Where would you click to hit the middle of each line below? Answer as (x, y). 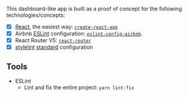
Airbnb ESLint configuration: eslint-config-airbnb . (79, 34)
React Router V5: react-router (53, 40)
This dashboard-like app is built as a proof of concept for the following (94, 9)
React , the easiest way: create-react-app (66, 27)
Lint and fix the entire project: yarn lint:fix (79, 87)
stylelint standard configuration (54, 47)
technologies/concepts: (36, 15)
